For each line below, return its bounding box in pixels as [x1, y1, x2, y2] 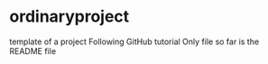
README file [9, 45, 57, 56]
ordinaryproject [9, 6, 130, 27]
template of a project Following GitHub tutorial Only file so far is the [9, 36, 260, 47]
